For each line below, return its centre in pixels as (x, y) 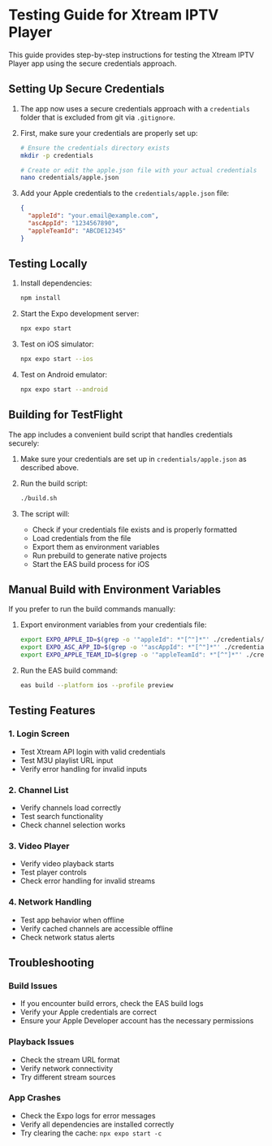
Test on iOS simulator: (57, 344)
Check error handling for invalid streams (88, 881)
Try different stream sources (68, 1077)
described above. (50, 467)
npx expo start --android (64, 390)
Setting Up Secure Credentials (86, 89)
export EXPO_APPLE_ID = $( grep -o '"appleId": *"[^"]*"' (115, 640)
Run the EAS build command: (69, 671)
